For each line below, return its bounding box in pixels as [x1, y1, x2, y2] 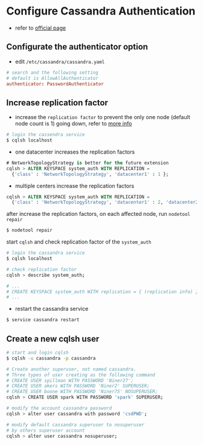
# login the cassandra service [6, 250, 85, 256]
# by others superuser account [6, 427, 85, 434]
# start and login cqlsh [6, 349, 69, 356]
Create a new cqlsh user [6, 334, 100, 344]
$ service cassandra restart [6, 317, 80, 323]
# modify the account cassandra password [6, 405, 112, 411]
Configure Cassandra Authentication [6, 4, 196, 18]
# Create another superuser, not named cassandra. [6, 366, 137, 372]
